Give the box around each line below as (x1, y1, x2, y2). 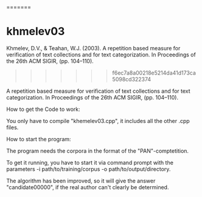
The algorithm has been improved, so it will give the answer (6, 177, 156, 184)
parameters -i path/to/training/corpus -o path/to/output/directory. (6, 165, 171, 173)
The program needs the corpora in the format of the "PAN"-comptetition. (6, 147, 189, 155)
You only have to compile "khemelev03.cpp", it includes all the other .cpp (6, 117, 190, 124)
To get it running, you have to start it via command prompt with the (6, 159, 173, 166)
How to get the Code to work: (6, 105, 80, 113)
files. (6, 124, 19, 131)
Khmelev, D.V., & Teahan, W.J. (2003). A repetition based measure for (6, 44, 181, 52)
